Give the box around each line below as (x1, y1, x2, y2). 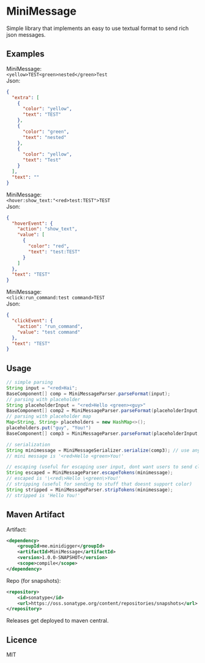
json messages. (6, 31, 46, 38)
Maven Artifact (6, 509, 65, 520)
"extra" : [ (12, 94, 40, 100)
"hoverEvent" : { (12, 220, 53, 227)
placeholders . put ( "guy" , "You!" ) (6, 425, 92, 431)
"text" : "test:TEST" (28, 249, 81, 255)
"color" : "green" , (22, 129, 70, 135)
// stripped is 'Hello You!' (6, 492, 81, 498)
